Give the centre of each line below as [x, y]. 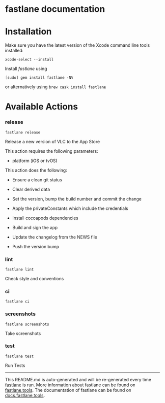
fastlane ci [17, 302]
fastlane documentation [55, 9]
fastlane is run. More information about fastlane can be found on [70, 385]
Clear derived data [31, 189]
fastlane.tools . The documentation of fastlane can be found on [68, 390]
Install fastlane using [26, 69]
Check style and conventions [35, 278]
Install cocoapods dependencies [45, 218]
